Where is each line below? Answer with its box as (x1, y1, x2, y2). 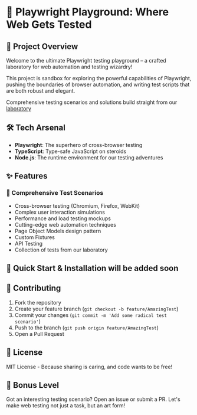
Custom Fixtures (14, 233, 55, 241)
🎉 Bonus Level (6, 380, 59, 390)
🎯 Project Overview (6, 41, 78, 51)
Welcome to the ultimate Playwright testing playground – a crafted (6, 57, 166, 64)
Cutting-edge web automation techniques (14, 221, 117, 228)
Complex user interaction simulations (14, 208, 105, 215)
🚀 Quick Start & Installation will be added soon (6, 263, 179, 273)
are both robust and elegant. (6, 87, 75, 94)
